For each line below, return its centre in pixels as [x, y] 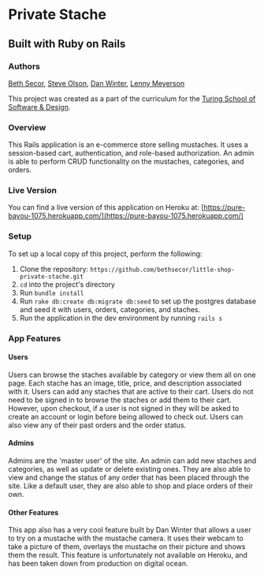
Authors [24, 66]
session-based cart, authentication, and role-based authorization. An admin [131, 153]
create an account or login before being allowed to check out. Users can [126, 416]
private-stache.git [52, 277]
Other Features [33, 512]
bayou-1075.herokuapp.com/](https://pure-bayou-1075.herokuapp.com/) [126, 216]
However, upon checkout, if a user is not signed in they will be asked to [124, 408]
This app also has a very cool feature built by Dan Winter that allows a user [130, 530]
